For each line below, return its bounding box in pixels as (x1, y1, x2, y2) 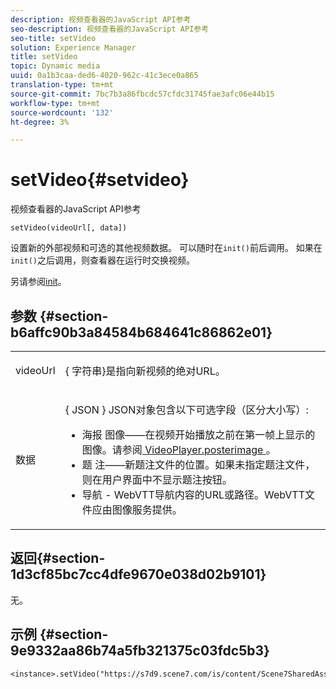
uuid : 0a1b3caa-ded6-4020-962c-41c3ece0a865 (10, 71, 199, 81)
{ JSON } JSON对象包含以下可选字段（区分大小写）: (64, 403, 309, 416)
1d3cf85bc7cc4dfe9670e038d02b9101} (10, 566, 267, 583)
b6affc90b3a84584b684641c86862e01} (10, 324, 273, 341)
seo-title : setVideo (10, 33, 97, 43)
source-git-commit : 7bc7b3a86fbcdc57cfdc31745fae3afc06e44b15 (10, 89, 275, 99)
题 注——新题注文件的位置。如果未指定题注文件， (81, 458, 316, 471)
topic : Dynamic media (10, 61, 101, 71)
